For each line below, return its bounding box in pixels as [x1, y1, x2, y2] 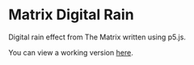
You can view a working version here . [8, 47, 133, 57]
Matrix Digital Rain [8, 6, 135, 24]
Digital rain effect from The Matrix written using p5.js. [8, 32, 186, 42]
